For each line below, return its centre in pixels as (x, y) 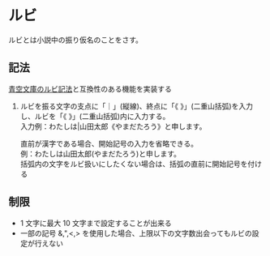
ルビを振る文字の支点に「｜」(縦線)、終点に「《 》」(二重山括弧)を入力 (137, 106)
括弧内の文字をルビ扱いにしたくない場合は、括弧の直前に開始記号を (134, 164)
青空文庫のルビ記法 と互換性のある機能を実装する (90, 88)
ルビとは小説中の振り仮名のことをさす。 (76, 40)
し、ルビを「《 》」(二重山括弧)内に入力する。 (95, 116)
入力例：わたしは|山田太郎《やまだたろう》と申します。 (113, 126)
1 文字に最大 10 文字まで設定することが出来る (96, 223)
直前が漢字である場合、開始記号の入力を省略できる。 (109, 143)
